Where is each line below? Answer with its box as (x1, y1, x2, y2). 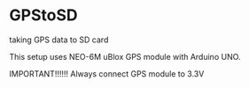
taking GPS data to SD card (9, 34, 109, 45)
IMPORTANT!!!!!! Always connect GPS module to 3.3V (9, 68, 205, 79)
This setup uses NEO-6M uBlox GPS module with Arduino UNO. (9, 51, 241, 62)
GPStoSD (9, 5, 78, 26)
